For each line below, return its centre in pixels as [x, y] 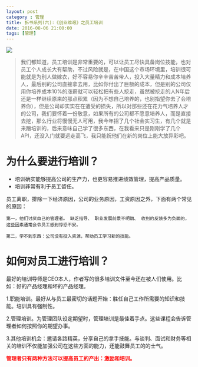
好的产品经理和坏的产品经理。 [52, 286]
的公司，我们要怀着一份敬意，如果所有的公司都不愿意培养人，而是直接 [106, 114]
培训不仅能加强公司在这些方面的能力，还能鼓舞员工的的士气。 [91, 346]
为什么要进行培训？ [53, 162]
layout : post [22, 11]
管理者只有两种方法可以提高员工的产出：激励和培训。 [71, 358]
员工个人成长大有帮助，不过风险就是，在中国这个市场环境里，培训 [100, 70]
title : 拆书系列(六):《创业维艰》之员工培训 [55, 22]
